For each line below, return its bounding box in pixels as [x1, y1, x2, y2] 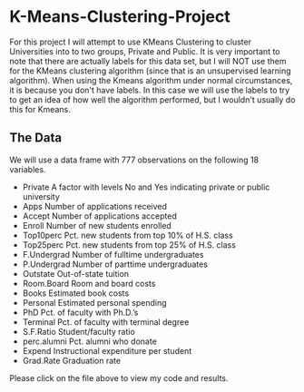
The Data [9, 130, 62, 146]
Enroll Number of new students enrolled [22, 220, 172, 230]
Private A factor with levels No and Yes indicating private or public [22, 181, 270, 192]
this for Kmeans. [9, 103, 71, 114]
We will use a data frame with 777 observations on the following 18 [9, 154, 260, 165]
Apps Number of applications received [22, 201, 168, 211]
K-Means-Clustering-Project [9, 6, 231, 27]
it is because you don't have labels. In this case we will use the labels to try [9, 84, 290, 95]
